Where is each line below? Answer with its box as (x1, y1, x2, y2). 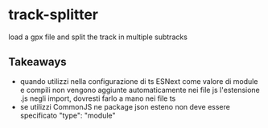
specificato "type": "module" (19, 110, 116, 120)
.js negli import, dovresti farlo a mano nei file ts (19, 94, 176, 103)
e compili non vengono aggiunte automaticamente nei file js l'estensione (19, 85, 260, 94)
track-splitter (8, 6, 99, 24)
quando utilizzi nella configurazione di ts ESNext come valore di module (19, 76, 258, 86)
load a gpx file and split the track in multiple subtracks (8, 32, 188, 42)
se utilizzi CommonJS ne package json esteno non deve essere (19, 102, 231, 111)
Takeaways (8, 55, 67, 69)
